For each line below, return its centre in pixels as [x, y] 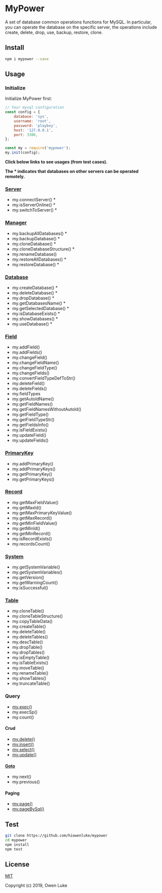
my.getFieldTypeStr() [33, 420]
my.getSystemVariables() [37, 572]
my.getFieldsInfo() [30, 425]
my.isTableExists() [30, 663]
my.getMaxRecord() [32, 518]
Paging [12, 793]
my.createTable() [29, 626]
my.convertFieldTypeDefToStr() [44, 378]
